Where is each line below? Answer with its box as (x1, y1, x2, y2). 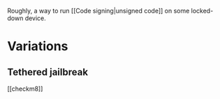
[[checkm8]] (7, 84, 43, 93)
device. (24, 14, 47, 22)
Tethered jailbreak (7, 66, 89, 78)
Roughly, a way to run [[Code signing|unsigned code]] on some (7, 7, 190, 15)
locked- (191, 7, 214, 15)
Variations (7, 38, 68, 54)
